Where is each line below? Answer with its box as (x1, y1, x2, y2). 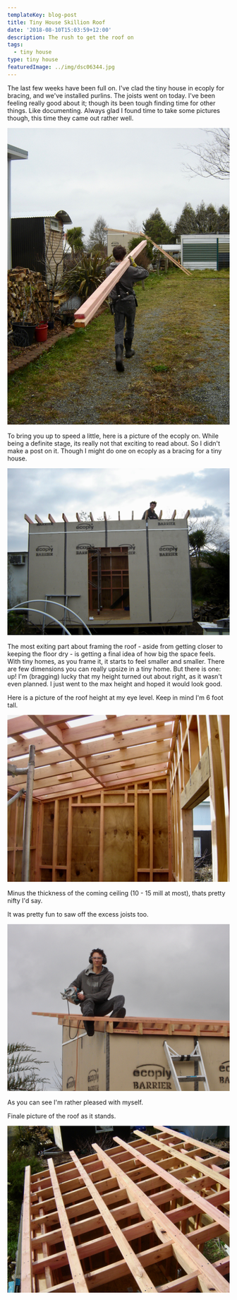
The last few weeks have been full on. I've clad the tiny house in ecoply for (7, 83, 224, 92)
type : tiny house (7, 56, 59, 64)
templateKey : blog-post (7, 11, 78, 18)
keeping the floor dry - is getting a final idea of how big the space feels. (7, 650, 216, 658)
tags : (7, 41, 23, 49)
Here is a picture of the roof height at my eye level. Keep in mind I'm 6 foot (7, 693, 224, 702)
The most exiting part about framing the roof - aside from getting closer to (7, 642, 224, 650)
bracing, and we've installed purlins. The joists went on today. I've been (7, 91, 216, 100)
